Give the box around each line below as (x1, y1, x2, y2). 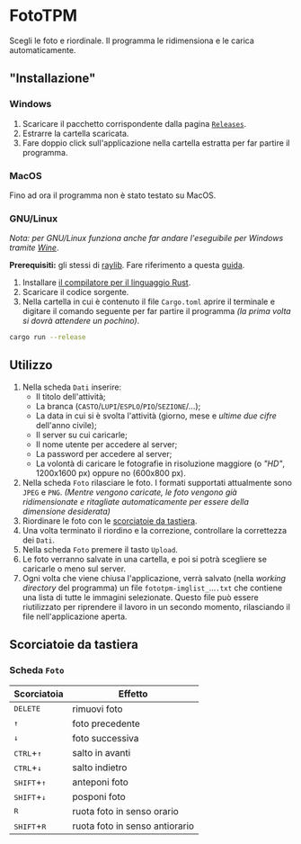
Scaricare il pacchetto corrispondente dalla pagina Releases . (22, 118, 247, 129)
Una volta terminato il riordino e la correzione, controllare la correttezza (22, 525, 288, 535)
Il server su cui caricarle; (35, 429, 128, 440)
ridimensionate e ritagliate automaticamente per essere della (22, 496, 250, 507)
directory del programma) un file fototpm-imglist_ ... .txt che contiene (22, 582, 283, 593)
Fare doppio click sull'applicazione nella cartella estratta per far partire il (22, 137, 290, 148)
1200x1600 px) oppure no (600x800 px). (35, 467, 187, 478)
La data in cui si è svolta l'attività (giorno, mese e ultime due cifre (35, 410, 277, 421)
